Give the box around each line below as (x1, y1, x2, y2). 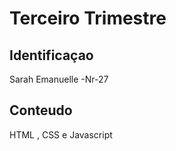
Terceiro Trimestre (9, 7, 167, 30)
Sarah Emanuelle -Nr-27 (9, 73, 109, 85)
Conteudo (9, 102, 73, 119)
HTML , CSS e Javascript (9, 128, 113, 141)
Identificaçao (9, 47, 94, 64)
